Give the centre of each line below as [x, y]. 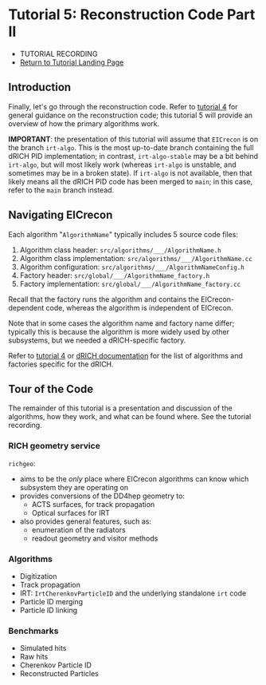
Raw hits [34, 657]
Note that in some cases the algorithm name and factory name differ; [121, 323]
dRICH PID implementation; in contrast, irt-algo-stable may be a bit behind [133, 156]
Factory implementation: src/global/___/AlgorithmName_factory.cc [130, 283]
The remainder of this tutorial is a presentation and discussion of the [120, 408]
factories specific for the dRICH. [61, 364]
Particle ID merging [51, 601]
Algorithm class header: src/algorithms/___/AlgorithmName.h [120, 250]
